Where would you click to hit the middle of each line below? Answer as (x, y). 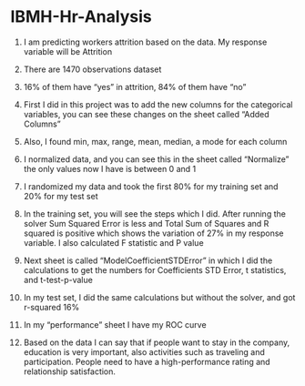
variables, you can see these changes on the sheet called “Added (146, 114)
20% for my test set (61, 196)
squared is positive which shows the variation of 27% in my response (154, 233)
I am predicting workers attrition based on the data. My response (145, 42)
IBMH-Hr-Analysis (81, 17)
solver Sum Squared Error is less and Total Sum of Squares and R (146, 223)
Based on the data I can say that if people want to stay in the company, (157, 342)
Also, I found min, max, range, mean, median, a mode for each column (155, 141)
